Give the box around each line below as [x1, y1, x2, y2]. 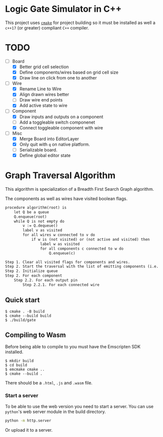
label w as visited [40, 241, 80, 246]
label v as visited [23, 228, 63, 233]
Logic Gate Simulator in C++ [5, 3, 122, 15]
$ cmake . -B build [5, 309, 45, 314]
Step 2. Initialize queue [5, 269, 58, 274]
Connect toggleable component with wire [19, 125, 103, 130]
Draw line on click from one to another [19, 75, 97, 81]
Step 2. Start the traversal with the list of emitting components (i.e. [5, 264, 159, 269]
